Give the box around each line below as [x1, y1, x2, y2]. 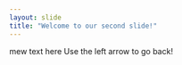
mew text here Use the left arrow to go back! [9, 45, 174, 56]
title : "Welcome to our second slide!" [9, 21, 158, 30]
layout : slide [9, 12, 62, 22]
